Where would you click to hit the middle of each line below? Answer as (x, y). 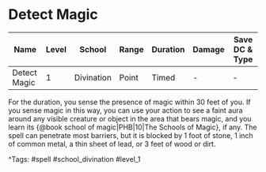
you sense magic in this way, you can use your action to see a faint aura (125, 110)
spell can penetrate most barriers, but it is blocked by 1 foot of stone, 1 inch (131, 135)
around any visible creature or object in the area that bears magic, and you (130, 118)
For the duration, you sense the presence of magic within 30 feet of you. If (129, 102)
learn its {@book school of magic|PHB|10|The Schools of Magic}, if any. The (133, 127)
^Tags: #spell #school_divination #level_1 (74, 159)
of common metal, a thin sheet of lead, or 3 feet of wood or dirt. (112, 144)
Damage (209, 49)
